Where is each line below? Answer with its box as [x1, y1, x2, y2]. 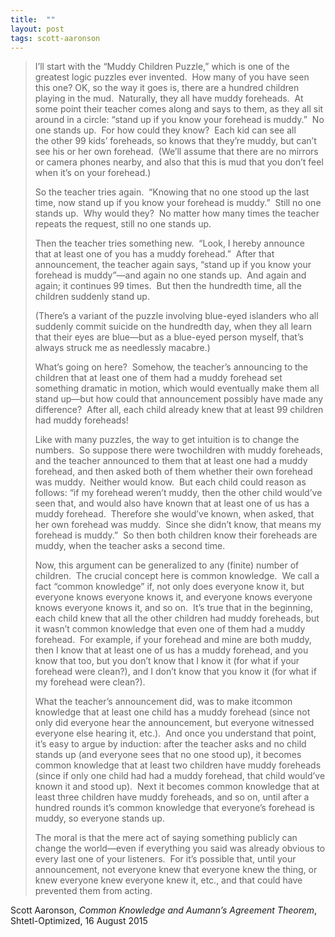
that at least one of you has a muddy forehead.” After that [34, 248, 275, 260]
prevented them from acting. [34, 885, 153, 897]
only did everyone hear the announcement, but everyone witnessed [34, 717, 315, 729]
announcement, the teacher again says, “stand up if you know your [34, 259, 312, 271]
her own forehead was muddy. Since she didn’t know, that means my [34, 519, 322, 531]
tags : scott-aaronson [10, 33, 101, 43]
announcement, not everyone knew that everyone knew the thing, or [34, 864, 318, 876]
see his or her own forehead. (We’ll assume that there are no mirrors [34, 146, 319, 158]
